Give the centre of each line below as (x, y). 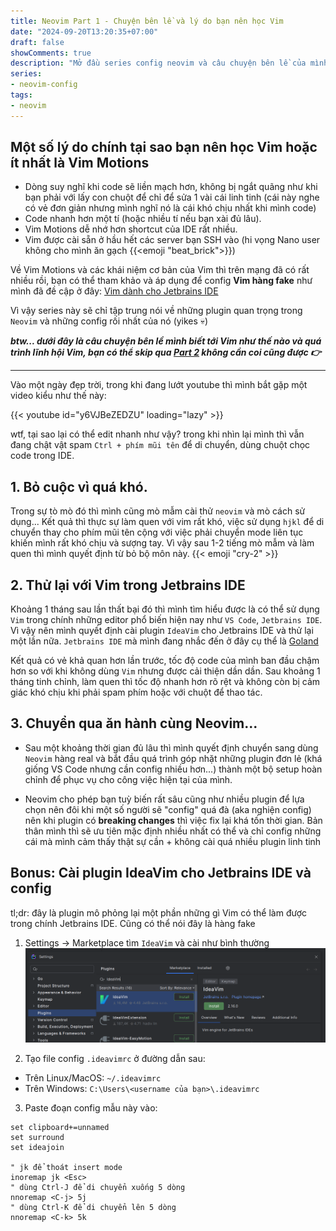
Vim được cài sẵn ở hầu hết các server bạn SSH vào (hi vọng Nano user (172, 240)
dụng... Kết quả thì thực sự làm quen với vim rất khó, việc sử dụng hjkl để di (167, 522)
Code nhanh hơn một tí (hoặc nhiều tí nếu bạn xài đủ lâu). (143, 219)
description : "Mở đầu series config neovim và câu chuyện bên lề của (158, 63)
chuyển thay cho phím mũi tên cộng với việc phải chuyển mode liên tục (157, 532)
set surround (37, 1138)
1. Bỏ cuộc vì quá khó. (79, 486)
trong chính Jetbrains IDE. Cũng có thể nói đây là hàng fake (133, 923)
